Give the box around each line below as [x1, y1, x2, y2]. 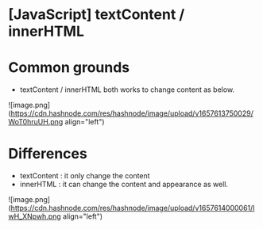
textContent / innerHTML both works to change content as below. [19, 85, 235, 94]
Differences [8, 145, 87, 163]
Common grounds [8, 59, 130, 77]
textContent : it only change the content [19, 171, 150, 181]
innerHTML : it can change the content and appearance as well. [19, 180, 229, 189]
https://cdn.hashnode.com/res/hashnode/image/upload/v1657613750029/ [10, 109, 254, 118]
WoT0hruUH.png [8, 117, 64, 127]
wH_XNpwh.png [8, 212, 61, 221]
